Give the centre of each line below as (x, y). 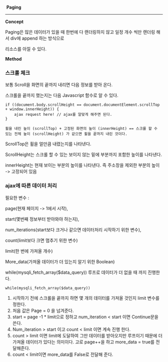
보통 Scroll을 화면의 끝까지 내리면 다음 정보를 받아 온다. (59, 85)
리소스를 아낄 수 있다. (26, 49)
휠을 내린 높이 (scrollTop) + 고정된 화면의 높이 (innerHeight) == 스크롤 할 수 (81, 129)
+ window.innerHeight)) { (32, 109)
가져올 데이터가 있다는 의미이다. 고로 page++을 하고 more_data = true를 (83, 342)
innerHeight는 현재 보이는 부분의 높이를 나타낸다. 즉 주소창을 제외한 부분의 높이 (82, 165)
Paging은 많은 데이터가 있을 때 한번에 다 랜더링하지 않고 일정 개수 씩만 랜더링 (80, 32)
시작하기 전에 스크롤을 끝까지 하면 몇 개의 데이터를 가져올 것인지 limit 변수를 (86, 298)
